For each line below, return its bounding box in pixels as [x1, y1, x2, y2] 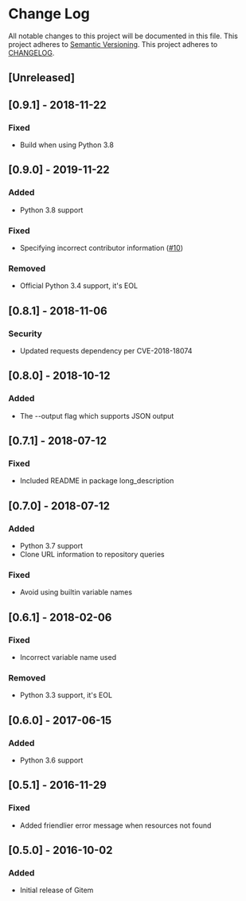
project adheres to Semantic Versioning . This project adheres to [8, 39, 218, 49]
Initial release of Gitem [19, 885, 94, 895]
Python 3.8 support [19, 205, 84, 215]
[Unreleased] [8, 71, 76, 84]
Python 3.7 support [19, 541, 84, 551]
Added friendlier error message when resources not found [19, 821, 212, 830]
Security [8, 328, 42, 339]
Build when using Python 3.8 [19, 140, 114, 150]
